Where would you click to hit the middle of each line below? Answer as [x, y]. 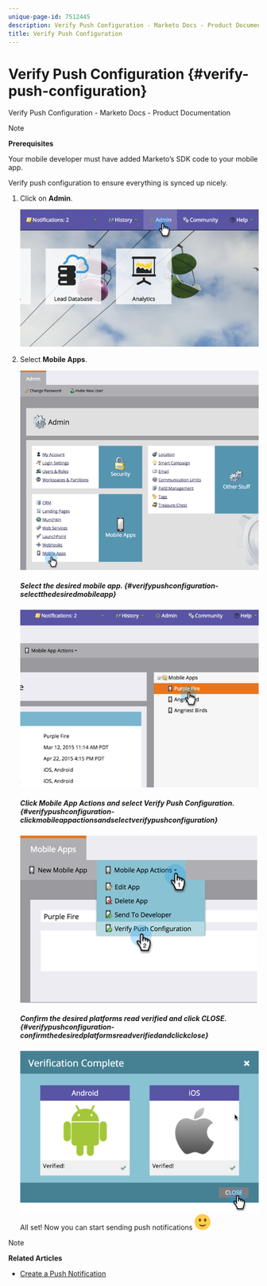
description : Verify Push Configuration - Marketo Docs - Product [120, 25]
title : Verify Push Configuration [66, 33]
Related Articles [35, 1258]
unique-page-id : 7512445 [49, 17]
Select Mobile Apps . [53, 359]
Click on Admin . [46, 198]
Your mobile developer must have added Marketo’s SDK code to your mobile [133, 159]
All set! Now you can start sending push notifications [106, 1228]
